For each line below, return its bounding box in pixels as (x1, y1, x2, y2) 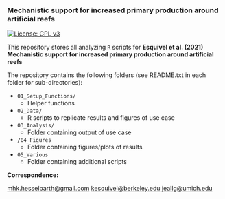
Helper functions (27, 99, 75, 107)
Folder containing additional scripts (27, 158, 127, 166)
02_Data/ (16, 107, 43, 115)
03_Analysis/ (16, 123, 55, 129)
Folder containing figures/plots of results (27, 143, 143, 151)
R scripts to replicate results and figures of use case (27, 114, 175, 122)
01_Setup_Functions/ (16, 93, 76, 100)
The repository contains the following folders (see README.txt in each (7, 71, 206, 79)
